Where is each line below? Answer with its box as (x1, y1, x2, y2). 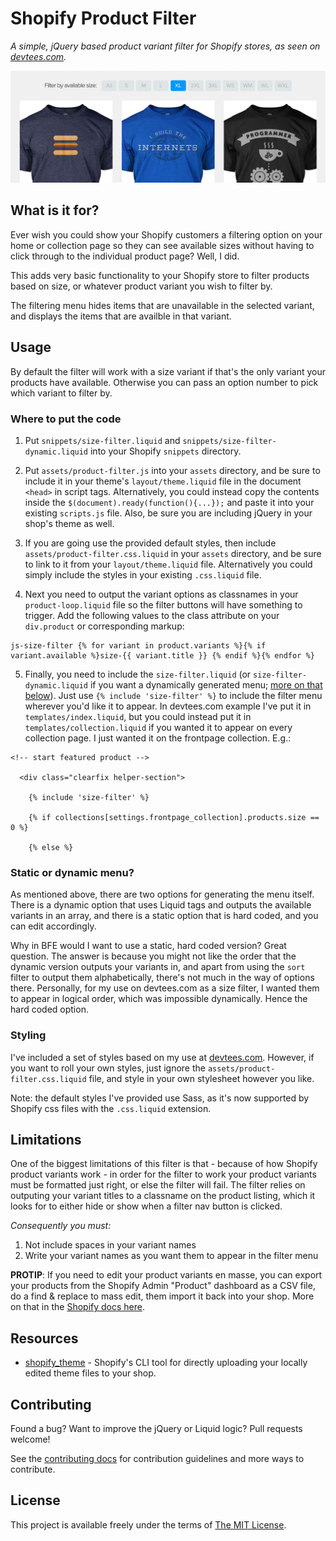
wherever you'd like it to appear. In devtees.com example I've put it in (24, 700, 312, 712)
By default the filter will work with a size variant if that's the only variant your (10, 365, 326, 377)
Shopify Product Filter (10, 7, 197, 30)
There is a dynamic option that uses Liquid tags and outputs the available (10, 899, 312, 911)
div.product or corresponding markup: (24, 620, 185, 632)
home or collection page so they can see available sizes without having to (10, 239, 315, 251)
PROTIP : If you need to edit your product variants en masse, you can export (10, 1269, 323, 1281)
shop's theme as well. (24, 518, 115, 530)
